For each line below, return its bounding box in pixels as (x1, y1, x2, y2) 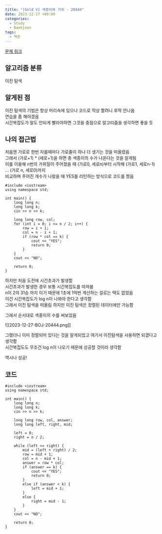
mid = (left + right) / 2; (22, 448, 77, 453)
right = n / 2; (14, 435, 45, 440)
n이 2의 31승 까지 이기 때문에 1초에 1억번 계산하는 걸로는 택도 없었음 (5, 290, 133, 296)
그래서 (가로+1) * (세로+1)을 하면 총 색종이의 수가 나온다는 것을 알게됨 (5, 155, 137, 161)
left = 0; (14, 431, 34, 435)
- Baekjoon (9, 25, 32, 30)
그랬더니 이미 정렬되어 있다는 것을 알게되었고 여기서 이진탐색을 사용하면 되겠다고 (5, 332, 157, 338)
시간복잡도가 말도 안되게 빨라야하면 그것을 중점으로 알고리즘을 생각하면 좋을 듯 (5, 119, 153, 125)
